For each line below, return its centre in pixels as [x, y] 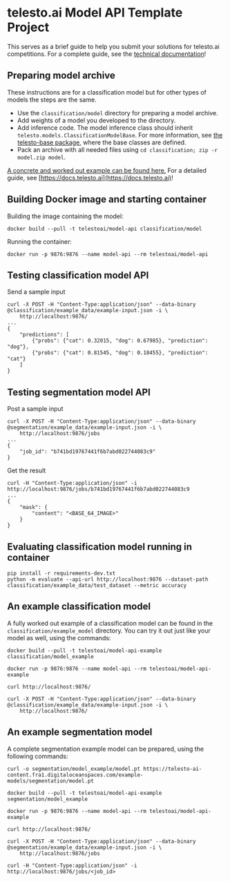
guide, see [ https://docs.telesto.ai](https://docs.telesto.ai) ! [90, 178]
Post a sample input [35, 409]
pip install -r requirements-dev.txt [61, 573]
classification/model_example [51, 656]
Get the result [27, 470]
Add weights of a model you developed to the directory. [96, 120]
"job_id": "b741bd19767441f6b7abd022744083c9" [88, 452]
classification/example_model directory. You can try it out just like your [109, 631]
